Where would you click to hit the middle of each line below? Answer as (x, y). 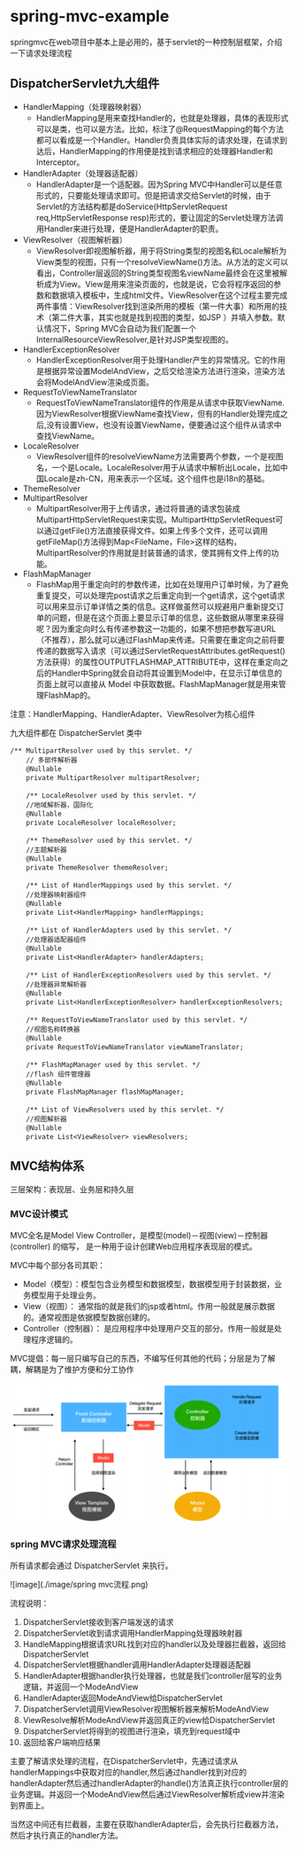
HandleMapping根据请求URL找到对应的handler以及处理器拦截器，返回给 (154, 1644)
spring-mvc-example (90, 16)
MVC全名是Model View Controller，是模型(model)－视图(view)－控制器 (139, 1235)
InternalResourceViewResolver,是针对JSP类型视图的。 (134, 339)
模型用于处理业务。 (65, 1295)
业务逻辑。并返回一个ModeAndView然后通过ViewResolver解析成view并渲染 (148, 1794)
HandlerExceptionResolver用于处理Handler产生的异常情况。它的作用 (161, 360)
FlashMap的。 (69, 695)
